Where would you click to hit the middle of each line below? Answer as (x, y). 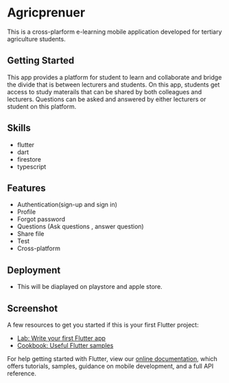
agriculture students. (37, 39)
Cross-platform (38, 248)
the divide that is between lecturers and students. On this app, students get (113, 85)
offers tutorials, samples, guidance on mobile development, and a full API (110, 366)
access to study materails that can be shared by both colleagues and (105, 91)
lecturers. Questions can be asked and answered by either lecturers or (107, 99)
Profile (26, 212)
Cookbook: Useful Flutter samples (65, 346)
